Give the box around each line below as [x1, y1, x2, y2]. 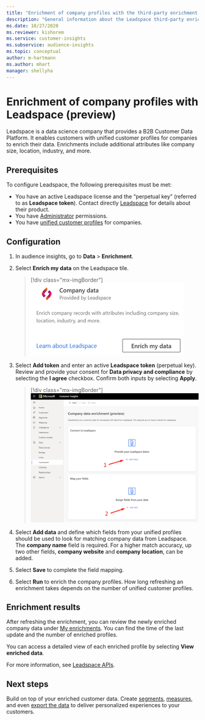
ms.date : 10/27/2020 [6, 23, 59, 29]
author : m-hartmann [6, 55, 56, 61]
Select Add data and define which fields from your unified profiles [15, 528, 182, 536]
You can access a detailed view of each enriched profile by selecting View [6, 643, 194, 650]
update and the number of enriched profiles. [6, 631, 118, 638]
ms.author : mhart [6, 61, 51, 67]
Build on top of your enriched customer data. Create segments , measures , [6, 695, 193, 702]
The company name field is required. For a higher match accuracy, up [15, 541, 192, 549]
